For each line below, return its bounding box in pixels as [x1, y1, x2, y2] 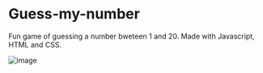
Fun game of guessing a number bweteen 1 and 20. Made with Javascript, [8, 31, 255, 41]
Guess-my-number [8, 5, 140, 23]
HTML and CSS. [8, 39, 62, 49]
